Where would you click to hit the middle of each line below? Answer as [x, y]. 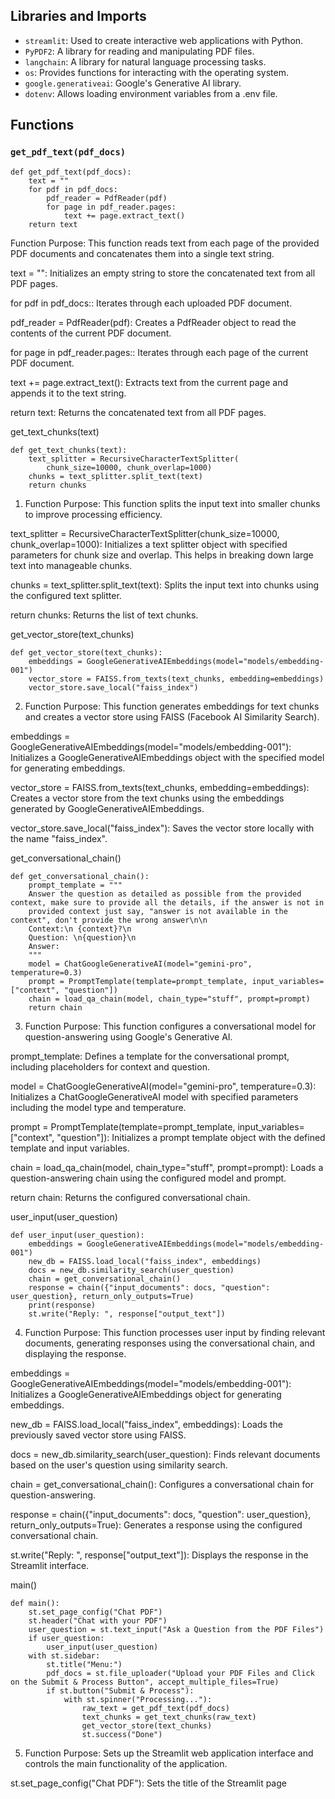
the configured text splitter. [66, 595]
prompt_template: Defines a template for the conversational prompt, [150, 1056]
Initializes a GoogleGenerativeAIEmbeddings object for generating [146, 1394]
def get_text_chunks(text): [69, 450]
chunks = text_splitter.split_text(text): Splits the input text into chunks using [165, 585]
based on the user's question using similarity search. [119, 1465]
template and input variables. [70, 1148]
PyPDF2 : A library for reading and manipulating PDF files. [139, 51]
